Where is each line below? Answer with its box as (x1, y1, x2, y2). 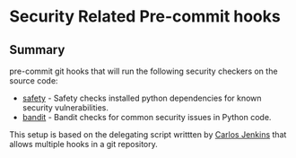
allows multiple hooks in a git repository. (9, 139, 159, 149)
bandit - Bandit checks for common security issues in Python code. (22, 112, 272, 122)
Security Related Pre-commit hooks (9, 6, 281, 27)
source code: (9, 75, 58, 86)
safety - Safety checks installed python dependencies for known (22, 92, 262, 103)
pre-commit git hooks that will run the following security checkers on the (9, 66, 278, 76)
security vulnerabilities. (22, 102, 109, 113)
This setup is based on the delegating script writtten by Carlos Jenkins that (9, 129, 287, 140)
